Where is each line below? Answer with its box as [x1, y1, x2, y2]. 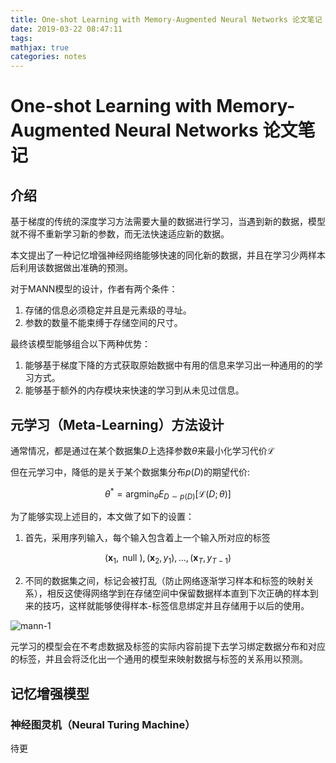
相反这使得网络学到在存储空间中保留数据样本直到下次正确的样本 [46, 587, 310, 600]
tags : [10, 33, 33, 43]
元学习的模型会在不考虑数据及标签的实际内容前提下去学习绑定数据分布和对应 [10, 641, 326, 653]
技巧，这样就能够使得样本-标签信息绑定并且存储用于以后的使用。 [42, 600, 310, 612]
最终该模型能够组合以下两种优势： [10, 338, 151, 350]
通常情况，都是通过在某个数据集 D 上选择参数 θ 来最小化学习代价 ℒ [10, 444, 275, 456]
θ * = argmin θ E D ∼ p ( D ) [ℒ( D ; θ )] [104, 486, 232, 502]
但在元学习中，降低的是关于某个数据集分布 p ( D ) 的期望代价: [10, 466, 250, 478]
